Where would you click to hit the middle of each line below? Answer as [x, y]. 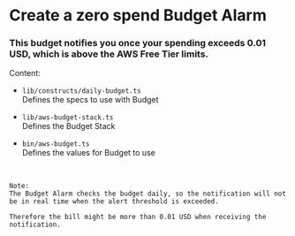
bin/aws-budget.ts [56, 144]
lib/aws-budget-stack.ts [68, 118]
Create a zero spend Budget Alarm [138, 15]
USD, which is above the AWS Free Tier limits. [109, 54]
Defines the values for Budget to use [89, 153]
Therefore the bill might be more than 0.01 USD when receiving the [138, 217]
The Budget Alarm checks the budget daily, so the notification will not [148, 194]
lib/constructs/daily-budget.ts [81, 91]
